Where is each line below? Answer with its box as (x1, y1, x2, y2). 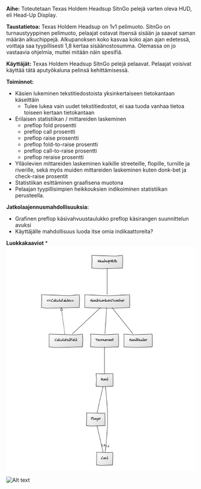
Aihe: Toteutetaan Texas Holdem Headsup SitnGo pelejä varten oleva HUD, (6, 5, 192, 12)
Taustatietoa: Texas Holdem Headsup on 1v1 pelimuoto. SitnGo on (6, 23, 170, 30)
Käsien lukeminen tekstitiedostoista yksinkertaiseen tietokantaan (14, 90, 175, 97)
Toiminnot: (6, 78, 34, 85)
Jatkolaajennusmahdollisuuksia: (6, 203, 89, 211)
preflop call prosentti (23, 128, 76, 135)
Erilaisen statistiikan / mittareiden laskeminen (14, 115, 127, 122)
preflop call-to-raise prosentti (23, 147, 97, 154)
